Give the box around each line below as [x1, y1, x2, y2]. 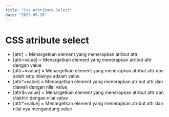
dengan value [12, 62, 42, 68]
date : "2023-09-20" [5, 12, 47, 17]
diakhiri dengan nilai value [12, 95, 68, 101]
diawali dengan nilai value [12, 84, 68, 90]
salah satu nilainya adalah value [12, 73, 80, 80]
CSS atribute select [5, 34, 90, 46]
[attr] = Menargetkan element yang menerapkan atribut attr [12, 51, 138, 57]
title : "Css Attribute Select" [5, 7, 72, 13]
